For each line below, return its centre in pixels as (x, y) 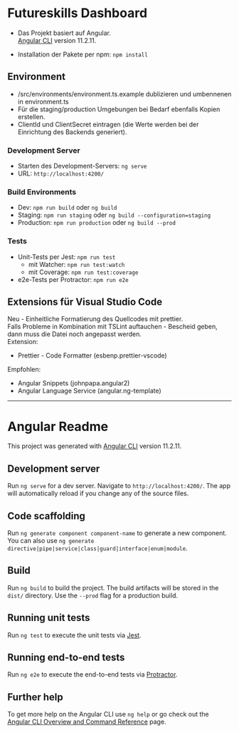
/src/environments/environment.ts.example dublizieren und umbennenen (124, 93)
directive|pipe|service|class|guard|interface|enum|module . (97, 548)
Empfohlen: (24, 370)
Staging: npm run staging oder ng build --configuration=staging (114, 215)
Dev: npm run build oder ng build (67, 208)
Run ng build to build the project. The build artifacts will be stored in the (113, 587)
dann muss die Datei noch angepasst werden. (75, 334)
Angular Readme (58, 426)
